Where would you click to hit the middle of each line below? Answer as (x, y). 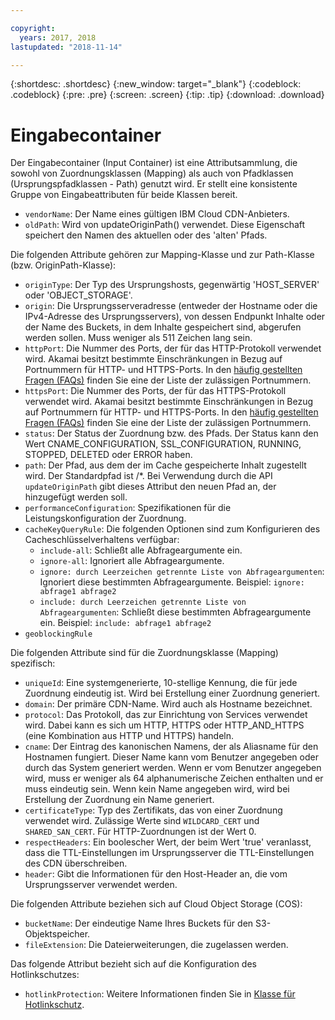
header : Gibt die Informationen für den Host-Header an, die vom (156, 874)
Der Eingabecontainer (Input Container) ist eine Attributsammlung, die (154, 163)
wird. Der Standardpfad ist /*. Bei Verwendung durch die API (148, 476)
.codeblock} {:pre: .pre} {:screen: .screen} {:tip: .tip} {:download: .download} (167, 95)
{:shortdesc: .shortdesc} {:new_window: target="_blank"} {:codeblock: (156, 84)
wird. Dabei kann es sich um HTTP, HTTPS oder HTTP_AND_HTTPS (164, 725)
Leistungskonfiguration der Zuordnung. (105, 518)
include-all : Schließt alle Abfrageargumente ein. (141, 550)
